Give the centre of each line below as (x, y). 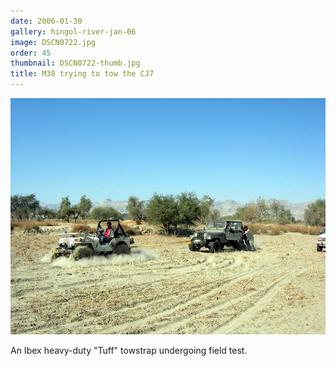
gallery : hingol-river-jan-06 (73, 31)
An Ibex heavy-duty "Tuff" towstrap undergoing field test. (129, 350)
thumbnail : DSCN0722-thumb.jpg (75, 63)
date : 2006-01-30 (46, 21)
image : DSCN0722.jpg (53, 42)
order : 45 (31, 53)
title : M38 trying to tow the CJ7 (82, 74)
